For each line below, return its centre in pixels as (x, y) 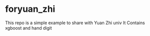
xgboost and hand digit (29, 28)
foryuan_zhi (30, 9)
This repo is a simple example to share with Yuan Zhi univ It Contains (75, 23)
